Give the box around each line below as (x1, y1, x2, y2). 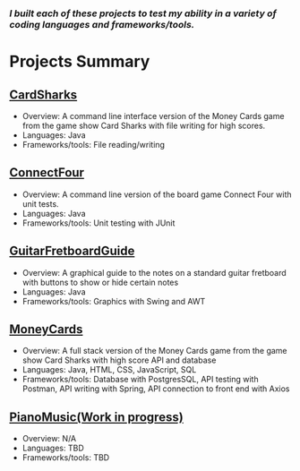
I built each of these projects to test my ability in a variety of (9, 7, 277, 20)
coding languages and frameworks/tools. (9, 18, 195, 30)
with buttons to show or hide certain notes (21, 277, 179, 287)
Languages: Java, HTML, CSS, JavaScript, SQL (21, 364, 197, 375)
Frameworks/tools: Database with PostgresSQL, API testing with (21, 374, 259, 385)
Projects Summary (9, 52, 150, 72)
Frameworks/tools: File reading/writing (21, 139, 166, 150)
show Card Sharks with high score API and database (21, 355, 217, 365)
